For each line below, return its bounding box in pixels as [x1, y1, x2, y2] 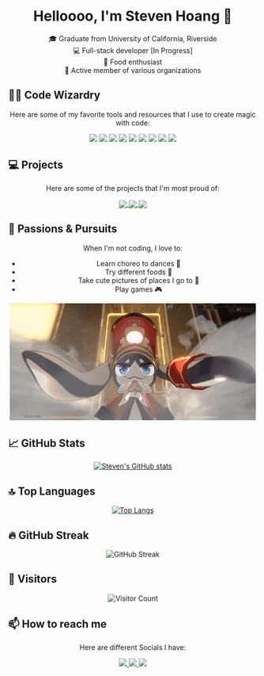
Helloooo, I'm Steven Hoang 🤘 [32, 7, 233, 25]
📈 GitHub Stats [8, 436, 85, 450]
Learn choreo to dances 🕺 [96, 258, 181, 268]
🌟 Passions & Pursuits [8, 222, 118, 236]
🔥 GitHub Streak [8, 529, 89, 542]
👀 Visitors [8, 572, 58, 586]
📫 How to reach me [8, 617, 107, 631]
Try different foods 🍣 [105, 267, 172, 277]
